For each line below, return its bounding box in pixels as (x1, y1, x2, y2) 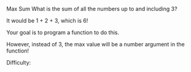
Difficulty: (6, 59, 31, 66)
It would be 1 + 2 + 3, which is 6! (6, 17, 88, 24)
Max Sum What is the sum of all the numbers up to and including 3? (6, 5, 177, 12)
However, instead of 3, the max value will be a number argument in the (6, 41, 185, 48)
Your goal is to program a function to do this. (6, 29, 120, 36)
